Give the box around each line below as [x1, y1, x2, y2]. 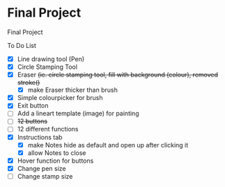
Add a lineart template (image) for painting [17, 109, 139, 117]
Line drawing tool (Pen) [17, 54, 85, 63]
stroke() [17, 79, 40, 87]
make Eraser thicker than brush [27, 86, 118, 95]
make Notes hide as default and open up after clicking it [27, 140, 189, 149]
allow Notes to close [27, 148, 86, 157]
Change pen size [17, 164, 66, 172]
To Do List [7, 41, 36, 49]
